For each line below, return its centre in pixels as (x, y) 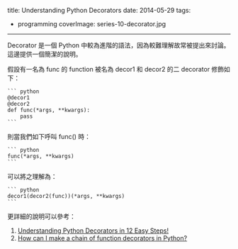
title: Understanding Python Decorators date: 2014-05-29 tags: (99, 10)
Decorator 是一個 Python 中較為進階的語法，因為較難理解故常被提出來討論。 (119, 45)
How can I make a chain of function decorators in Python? (102, 238)
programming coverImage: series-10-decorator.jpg (92, 24)
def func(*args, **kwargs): (49, 110)
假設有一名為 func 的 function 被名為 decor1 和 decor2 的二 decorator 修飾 (116, 69)
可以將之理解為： (32, 176)
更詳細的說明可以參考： (41, 216)
